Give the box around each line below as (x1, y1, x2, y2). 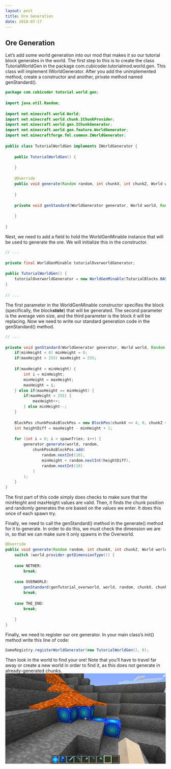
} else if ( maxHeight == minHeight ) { (14, 388, 95, 393)
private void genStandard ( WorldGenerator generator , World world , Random (5, 345, 165, 350)
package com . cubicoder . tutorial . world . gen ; (5, 90, 99, 95)
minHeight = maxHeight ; (23, 377, 74, 382)
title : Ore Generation (5, 13, 53, 19)
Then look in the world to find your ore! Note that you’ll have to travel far (5, 657, 157, 663)
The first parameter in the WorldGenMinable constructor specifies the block (5, 302, 164, 308)
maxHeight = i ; (23, 382, 56, 388)
